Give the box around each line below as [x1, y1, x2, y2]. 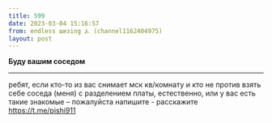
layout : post [8, 34, 53, 43]
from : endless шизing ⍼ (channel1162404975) [8, 27, 163, 35]
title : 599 [8, 11, 45, 20]
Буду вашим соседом [8, 57, 86, 66]
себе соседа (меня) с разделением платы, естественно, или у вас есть [8, 88, 257, 98]
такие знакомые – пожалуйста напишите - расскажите [8, 97, 198, 107]
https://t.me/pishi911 [8, 106, 76, 116]
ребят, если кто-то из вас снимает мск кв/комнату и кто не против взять [8, 80, 261, 90]
